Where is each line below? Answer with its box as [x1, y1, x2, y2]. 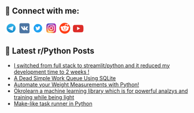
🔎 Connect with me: [5, 6, 79, 16]
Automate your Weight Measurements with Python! [13, 81, 140, 88]
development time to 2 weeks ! [13, 68, 90, 75]
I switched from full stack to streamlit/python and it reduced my [13, 62, 170, 69]
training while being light [13, 93, 75, 100]
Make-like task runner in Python [13, 100, 93, 107]
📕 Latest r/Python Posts [5, 46, 95, 56]
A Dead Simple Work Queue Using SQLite [13, 74, 116, 81]
